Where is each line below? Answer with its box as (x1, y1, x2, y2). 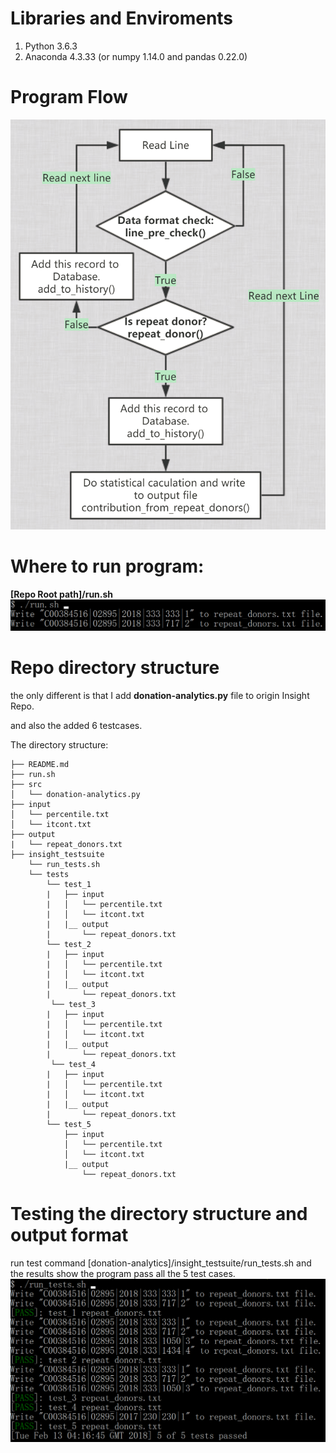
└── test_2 (46, 940, 92, 950)
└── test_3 (50, 1000, 97, 1010)
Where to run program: (10, 555, 205, 577)
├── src (10, 780, 43, 790)
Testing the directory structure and (10, 1203, 308, 1226)
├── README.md (10, 760, 70, 770)
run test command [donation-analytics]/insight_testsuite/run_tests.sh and (10, 1257, 312, 1269)
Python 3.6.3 (24, 40, 78, 52)
